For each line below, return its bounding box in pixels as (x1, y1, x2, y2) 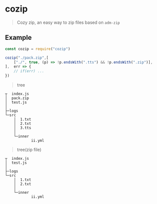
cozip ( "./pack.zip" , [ (5, 55, 49, 60)
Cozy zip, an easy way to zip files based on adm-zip (16, 19, 120, 25)
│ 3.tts (14, 125, 31, 130)
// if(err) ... (14, 69, 45, 74)
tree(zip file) (16, 147, 42, 153)
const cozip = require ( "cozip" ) (5, 46, 70, 51)
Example (5, 34, 32, 42)
